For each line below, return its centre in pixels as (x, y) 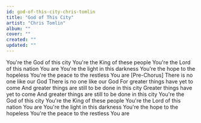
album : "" (19, 28)
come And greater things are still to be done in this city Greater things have (99, 88)
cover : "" (19, 34)
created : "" (21, 40)
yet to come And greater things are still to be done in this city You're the (95, 94)
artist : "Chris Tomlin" (36, 23)
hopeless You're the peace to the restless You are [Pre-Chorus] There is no (100, 75)
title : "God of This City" (40, 17)
